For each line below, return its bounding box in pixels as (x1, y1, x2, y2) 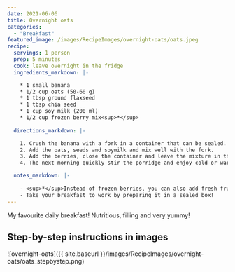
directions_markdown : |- (13, 127, 86, 134)
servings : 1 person (13, 50, 71, 57)
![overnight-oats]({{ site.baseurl (7, 250, 99, 258)
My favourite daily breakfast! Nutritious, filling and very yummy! (7, 211, 190, 219)
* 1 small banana (20, 81, 71, 88)
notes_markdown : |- (13, 172, 71, 179)
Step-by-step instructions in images (7, 231, 169, 243)
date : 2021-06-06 (7, 10, 58, 18)
